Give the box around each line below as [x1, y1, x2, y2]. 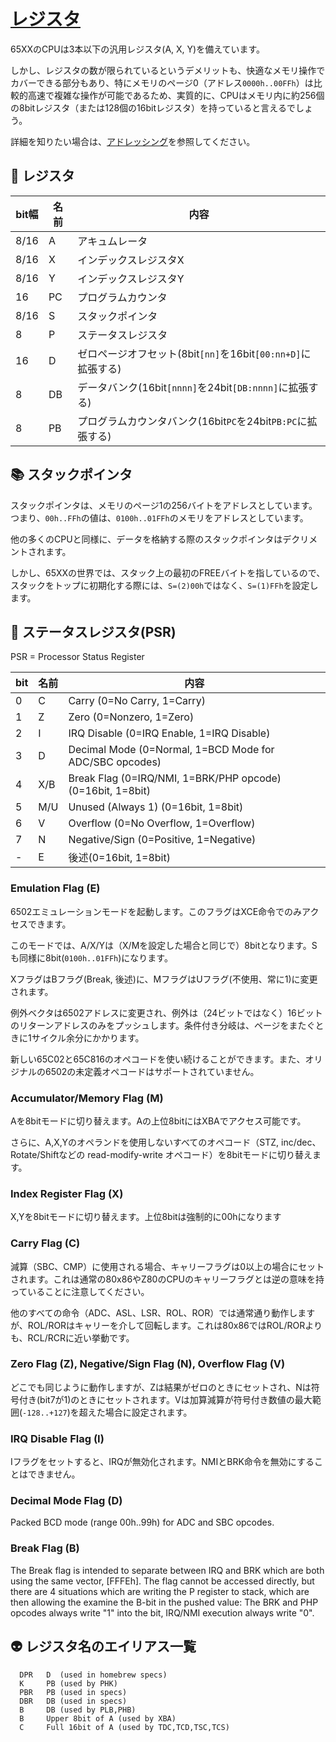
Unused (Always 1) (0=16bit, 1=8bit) [68, 800, 244, 814]
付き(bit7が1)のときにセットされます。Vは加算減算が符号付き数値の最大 [18, 1393, 313, 1405]
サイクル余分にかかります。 [31, 1031, 145, 1044]
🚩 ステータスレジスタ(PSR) [10, 623, 177, 640]
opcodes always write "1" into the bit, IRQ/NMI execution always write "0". [10, 1606, 315, 1619]
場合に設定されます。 [104, 1406, 193, 1418]
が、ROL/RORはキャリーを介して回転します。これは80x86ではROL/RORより [10, 1319, 323, 1331]
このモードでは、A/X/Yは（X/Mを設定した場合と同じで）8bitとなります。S [10, 939, 318, 951]
